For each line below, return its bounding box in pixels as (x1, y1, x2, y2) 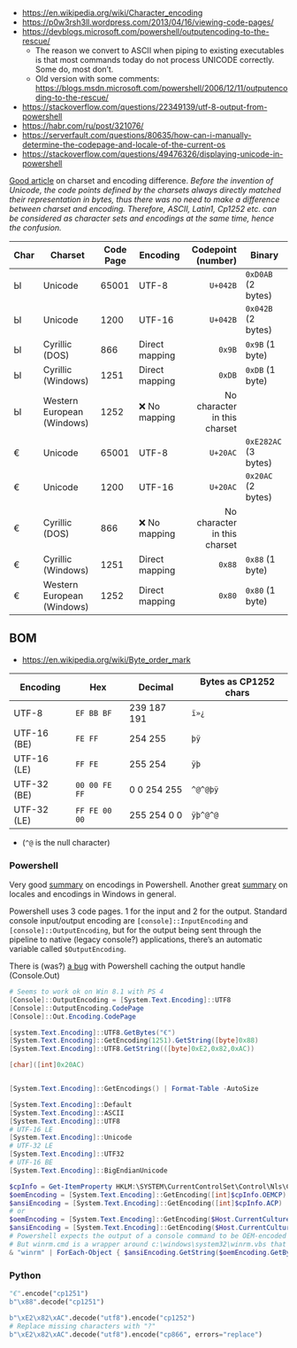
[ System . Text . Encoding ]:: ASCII (9, 1108, 125, 1118)
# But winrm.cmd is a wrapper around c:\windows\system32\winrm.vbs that (9, 1240, 287, 1249)
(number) (195, 254, 237, 267)
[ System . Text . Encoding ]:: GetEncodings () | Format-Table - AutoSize (9, 1085, 259, 1094)
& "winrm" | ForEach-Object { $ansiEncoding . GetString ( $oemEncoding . (9, 1248, 271, 1257)
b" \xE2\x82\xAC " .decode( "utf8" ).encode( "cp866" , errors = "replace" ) (9, 1329, 263, 1339)
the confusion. (9, 222, 62, 233)
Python (9, 1269, 42, 1282)
